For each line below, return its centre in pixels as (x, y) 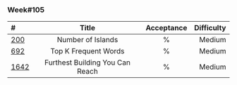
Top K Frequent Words (87, 51)
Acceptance (166, 28)
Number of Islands (87, 40)
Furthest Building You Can (87, 63)
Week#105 (26, 10)
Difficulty (210, 28)
